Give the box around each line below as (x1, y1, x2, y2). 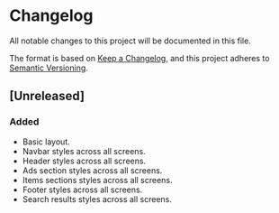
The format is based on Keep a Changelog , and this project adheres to (9, 52, 270, 63)
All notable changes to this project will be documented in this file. (9, 35, 252, 46)
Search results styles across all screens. (22, 193, 173, 204)
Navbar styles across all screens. (22, 145, 146, 156)
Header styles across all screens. (22, 155, 147, 166)
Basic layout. (22, 136, 70, 147)
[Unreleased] (9, 88, 85, 104)
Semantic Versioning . (9, 62, 88, 73)
